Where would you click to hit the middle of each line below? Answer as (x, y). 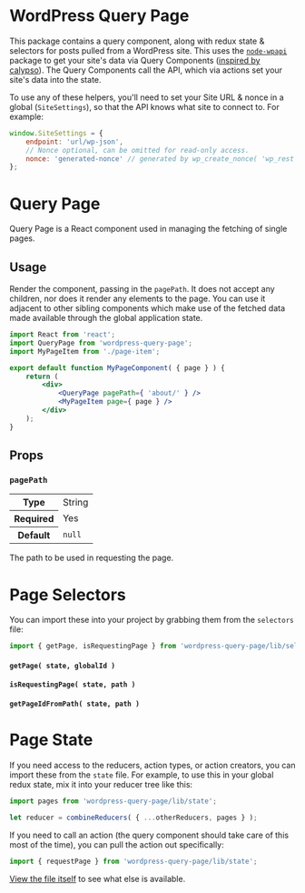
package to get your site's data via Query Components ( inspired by (135, 60)
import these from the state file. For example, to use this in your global (142, 775)
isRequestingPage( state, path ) (73, 685)
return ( (42, 376)
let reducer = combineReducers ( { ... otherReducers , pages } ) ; (133, 818)
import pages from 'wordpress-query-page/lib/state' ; (113, 801)
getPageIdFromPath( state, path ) (75, 704)
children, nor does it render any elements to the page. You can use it (138, 299)
